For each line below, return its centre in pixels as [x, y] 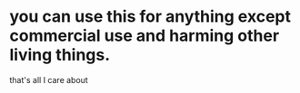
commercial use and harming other [145, 36]
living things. [60, 55]
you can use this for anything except [150, 17]
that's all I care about [49, 79]
